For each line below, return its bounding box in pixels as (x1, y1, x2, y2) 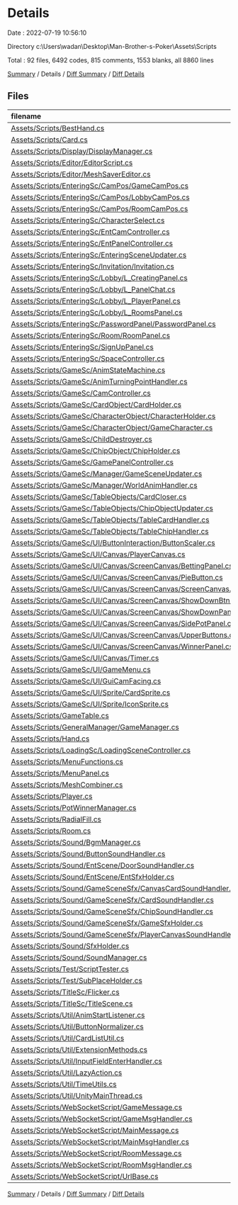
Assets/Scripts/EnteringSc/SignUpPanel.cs (11, 342, 154, 352)
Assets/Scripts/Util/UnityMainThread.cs (11, 1090, 143, 1100)
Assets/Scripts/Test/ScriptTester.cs (11, 964, 130, 974)
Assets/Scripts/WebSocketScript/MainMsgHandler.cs (11, 1136, 190, 1146)
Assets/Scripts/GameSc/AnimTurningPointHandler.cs (11, 376, 188, 386)
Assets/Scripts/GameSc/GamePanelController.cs (11, 457, 174, 467)
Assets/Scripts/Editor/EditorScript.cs (11, 157, 133, 167)
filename (11, 111, 42, 121)
